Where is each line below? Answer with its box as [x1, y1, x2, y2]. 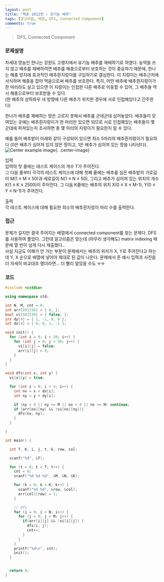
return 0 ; [9, 568, 29, 573]
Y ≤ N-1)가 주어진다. [5, 188, 44, 194]
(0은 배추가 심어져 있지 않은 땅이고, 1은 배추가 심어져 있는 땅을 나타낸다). [10, 142, 148, 147]
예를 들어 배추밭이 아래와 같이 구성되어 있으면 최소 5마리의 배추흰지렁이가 [5, 135, 144, 141]
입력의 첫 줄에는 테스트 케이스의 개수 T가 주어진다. [5, 163, 101, 169]
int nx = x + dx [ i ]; [14, 388, 56, 393]
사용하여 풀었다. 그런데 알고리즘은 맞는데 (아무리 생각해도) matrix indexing [10, 236, 152, 242]
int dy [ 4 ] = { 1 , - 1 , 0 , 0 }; [5, 316, 67, 321]
